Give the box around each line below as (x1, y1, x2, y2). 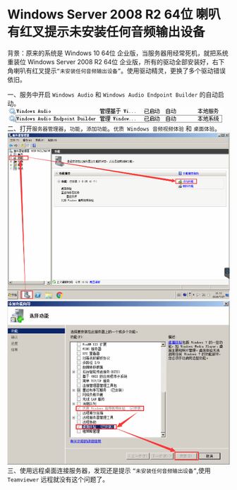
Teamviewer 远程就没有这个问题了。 (7, 475, 109, 484)
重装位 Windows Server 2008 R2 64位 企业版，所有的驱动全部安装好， (7, 57, 213, 66)
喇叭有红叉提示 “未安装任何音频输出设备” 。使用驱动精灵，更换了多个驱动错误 (13, 66, 226, 75)
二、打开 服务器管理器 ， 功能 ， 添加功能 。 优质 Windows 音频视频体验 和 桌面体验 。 (7, 124, 221, 133)
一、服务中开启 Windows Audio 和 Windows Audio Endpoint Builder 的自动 (7, 90, 219, 99)
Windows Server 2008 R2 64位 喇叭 (7, 6, 221, 23)
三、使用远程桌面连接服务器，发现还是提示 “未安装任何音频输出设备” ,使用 (7, 467, 212, 475)
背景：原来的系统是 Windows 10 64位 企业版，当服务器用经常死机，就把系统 (7, 49, 229, 57)
